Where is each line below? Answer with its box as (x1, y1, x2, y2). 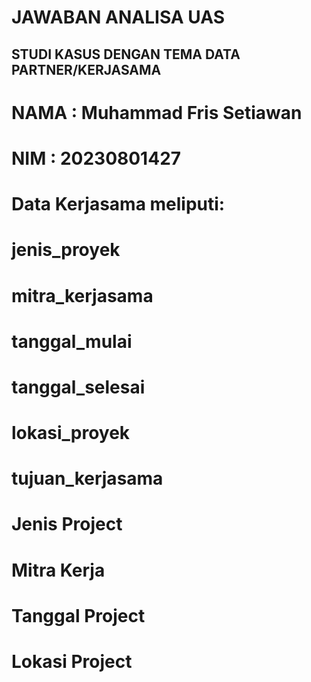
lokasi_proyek (11, 422, 131, 445)
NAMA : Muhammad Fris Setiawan (11, 101, 303, 124)
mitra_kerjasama (11, 284, 154, 307)
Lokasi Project (11, 651, 133, 673)
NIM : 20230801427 (11, 147, 182, 170)
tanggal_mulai (11, 330, 133, 353)
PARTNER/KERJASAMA (11, 61, 162, 78)
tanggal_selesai (11, 376, 146, 398)
